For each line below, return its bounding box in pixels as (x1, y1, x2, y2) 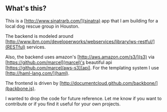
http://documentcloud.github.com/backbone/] (61, 80, 158, 86)
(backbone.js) (5, 85, 35, 92)
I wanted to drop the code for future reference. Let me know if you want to (5, 95, 162, 101)
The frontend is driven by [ (5, 80, 61, 86)
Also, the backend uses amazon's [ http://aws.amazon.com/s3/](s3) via (5, 54, 155, 60)
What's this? (5, 4, 47, 13)
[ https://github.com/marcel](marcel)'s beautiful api (5, 59, 112, 65)
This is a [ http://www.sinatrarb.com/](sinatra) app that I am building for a (5, 17, 158, 24)
